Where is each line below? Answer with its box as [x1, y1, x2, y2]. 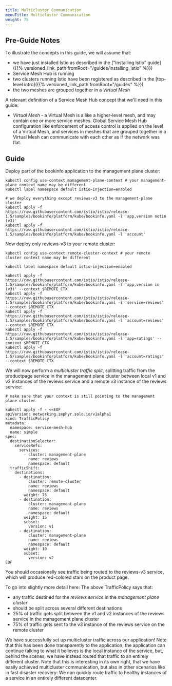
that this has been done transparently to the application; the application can [5, 642, 165, 648]
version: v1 [28, 524, 54, 529]
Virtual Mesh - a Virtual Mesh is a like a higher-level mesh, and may [12, 112, 156, 119]
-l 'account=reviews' [118, 318, 164, 323]
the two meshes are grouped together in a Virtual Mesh [12, 87, 130, 93]
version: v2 [28, 555, 54, 560]
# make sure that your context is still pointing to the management [5, 394, 155, 399]
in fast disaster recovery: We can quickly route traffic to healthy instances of [5, 670, 167, 675]
